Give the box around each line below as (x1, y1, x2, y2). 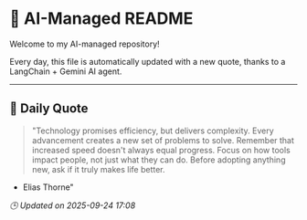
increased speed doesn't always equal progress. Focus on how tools (31, 144, 291, 155)
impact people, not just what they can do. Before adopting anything (31, 154, 286, 165)
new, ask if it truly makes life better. (31, 163, 166, 174)
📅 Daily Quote (9, 100, 89, 117)
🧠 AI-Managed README (9, 8, 194, 29)
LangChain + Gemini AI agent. (9, 66, 122, 77)
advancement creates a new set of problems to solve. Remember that (31, 134, 295, 145)
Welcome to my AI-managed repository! (9, 38, 160, 49)
